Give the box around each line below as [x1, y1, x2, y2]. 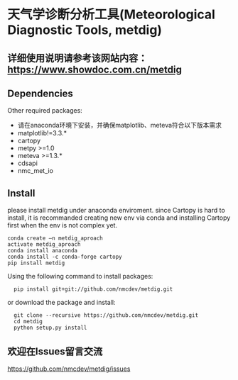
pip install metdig [7, 259, 65, 267]
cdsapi [17, 159, 38, 167]
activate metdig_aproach [7, 241, 81, 248]
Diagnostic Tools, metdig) [7, 22, 162, 38]
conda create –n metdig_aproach [7, 235, 103, 242]
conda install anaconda [7, 247, 78, 255]
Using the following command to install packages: [7, 272, 153, 281]
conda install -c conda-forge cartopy [7, 253, 122, 261]
